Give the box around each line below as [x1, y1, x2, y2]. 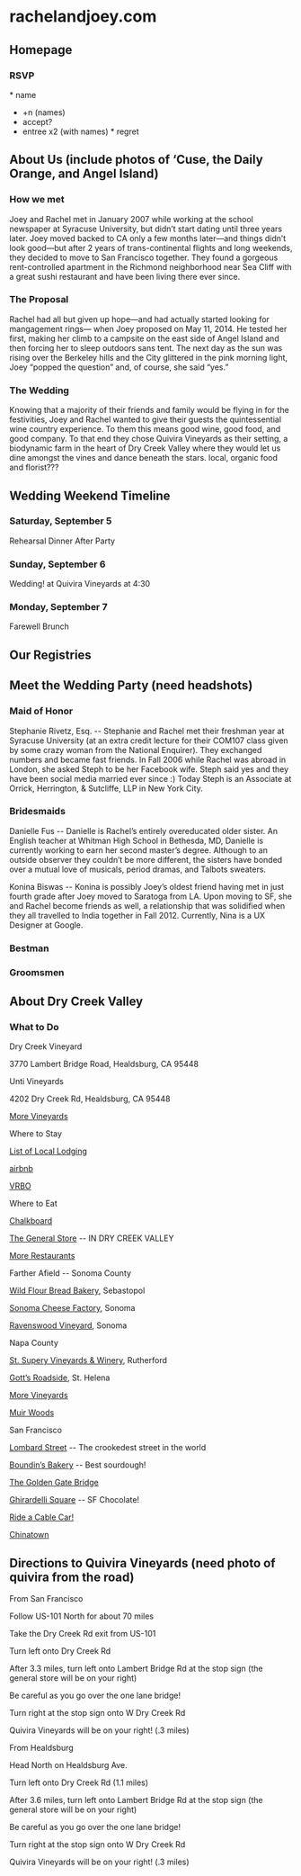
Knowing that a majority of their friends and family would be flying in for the [9, 405, 289, 416]
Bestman [9, 942, 49, 955]
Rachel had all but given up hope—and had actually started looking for [9, 313, 270, 325]
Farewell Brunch [9, 621, 70, 632]
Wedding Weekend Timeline [9, 488, 171, 503]
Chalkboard [9, 1216, 53, 1226]
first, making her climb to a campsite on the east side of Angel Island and [9, 333, 280, 344]
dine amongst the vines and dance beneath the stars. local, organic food [9, 453, 279, 463]
